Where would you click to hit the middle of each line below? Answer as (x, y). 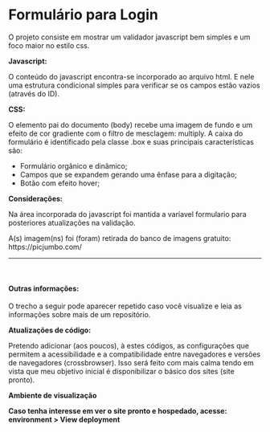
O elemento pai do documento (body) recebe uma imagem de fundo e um (131, 124)
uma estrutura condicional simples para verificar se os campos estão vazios (135, 85)
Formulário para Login (83, 15)
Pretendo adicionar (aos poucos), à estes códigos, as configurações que (129, 346)
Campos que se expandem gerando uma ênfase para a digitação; (128, 174)
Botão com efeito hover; (60, 183)
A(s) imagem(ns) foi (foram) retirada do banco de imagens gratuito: (120, 238)
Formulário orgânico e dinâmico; (74, 165)
